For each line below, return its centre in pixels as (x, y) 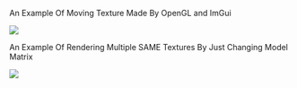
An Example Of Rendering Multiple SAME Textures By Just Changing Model (149, 47)
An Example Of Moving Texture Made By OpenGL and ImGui (120, 13)
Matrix (21, 57)
